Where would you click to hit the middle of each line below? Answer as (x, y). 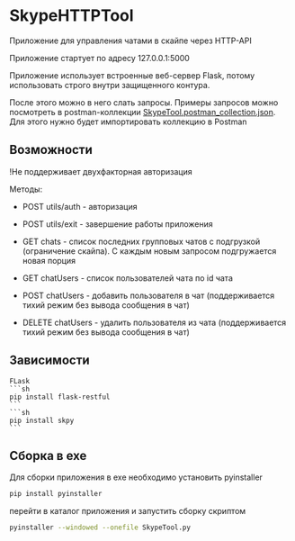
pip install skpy (42, 420)
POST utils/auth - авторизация (80, 206)
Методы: (26, 189)
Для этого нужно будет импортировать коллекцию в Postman (128, 122)
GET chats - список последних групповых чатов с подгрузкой (141, 241)
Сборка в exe (48, 455)
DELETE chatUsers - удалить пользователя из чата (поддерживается (154, 322)
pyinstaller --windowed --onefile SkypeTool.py (100, 527)
